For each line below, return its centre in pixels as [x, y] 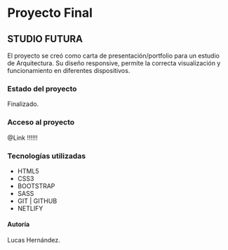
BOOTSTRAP [36, 186]
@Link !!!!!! [22, 138]
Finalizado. [23, 104]
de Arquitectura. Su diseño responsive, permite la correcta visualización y [114, 63]
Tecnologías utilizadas [47, 156]
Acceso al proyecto [41, 122]
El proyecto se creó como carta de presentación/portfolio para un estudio [113, 55]
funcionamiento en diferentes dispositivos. [69, 71]
